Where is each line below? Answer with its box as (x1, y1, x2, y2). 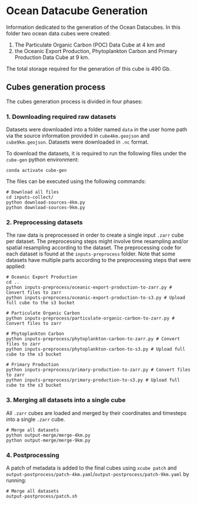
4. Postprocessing (6, 451, 60, 459)
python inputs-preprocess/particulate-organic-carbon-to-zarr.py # (6, 315, 175, 321)
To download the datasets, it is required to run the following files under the (6, 150, 187, 157)
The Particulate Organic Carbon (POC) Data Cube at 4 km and (14, 41, 165, 48)
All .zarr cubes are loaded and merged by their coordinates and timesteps (6, 409, 187, 416)
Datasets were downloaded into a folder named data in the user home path (6, 126, 188, 133)
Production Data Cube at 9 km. (14, 54, 90, 61)
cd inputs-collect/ (6, 194, 54, 201)
